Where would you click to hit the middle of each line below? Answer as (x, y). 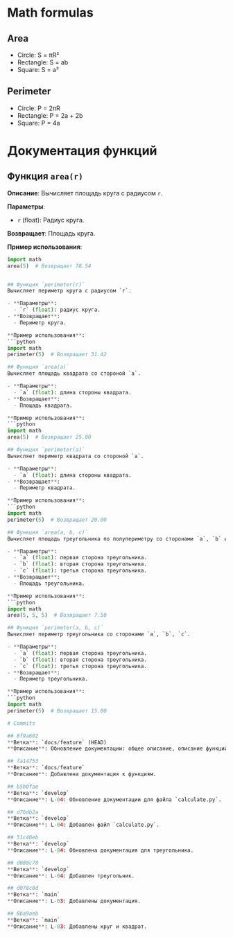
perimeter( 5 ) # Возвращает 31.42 (57, 355)
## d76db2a (23, 812)
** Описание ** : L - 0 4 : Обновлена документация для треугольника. (101, 850)
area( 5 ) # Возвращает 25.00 (49, 437)
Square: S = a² (38, 70)
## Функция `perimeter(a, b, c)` (55, 628)
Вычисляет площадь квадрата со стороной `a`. (74, 374)
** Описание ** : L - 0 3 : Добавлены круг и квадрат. (77, 927)
